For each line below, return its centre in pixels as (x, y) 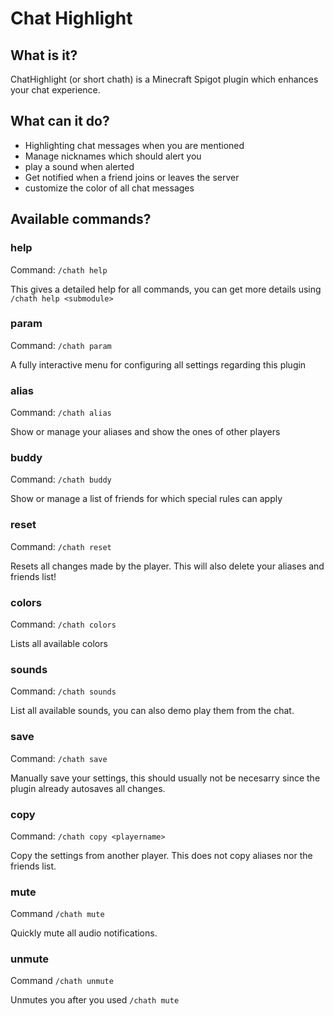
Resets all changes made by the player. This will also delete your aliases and (167, 566)
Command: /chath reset (61, 546)
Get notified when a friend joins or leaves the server (132, 177)
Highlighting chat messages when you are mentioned (134, 145)
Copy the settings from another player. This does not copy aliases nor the (161, 855)
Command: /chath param (61, 345)
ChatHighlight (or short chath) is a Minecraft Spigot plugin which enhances (164, 79)
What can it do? (60, 121)
